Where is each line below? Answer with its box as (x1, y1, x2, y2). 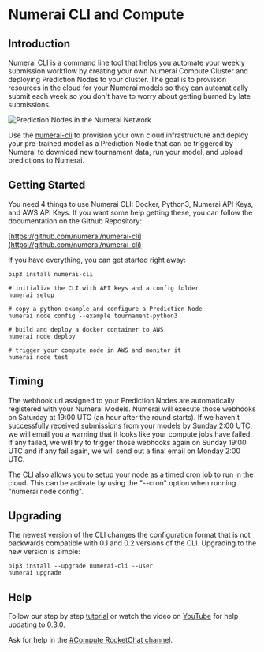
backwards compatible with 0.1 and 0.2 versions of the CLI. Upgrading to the (8, 538, 257, 548)
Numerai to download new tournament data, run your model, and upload (8, 148, 243, 156)
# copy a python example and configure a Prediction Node (8, 305, 203, 313)
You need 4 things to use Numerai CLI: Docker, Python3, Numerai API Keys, (8, 199, 254, 208)
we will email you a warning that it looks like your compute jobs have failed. (8, 429, 252, 439)
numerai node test (8, 353, 69, 361)
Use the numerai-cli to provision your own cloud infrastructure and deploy (8, 130, 249, 140)
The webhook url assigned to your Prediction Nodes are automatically (8, 395, 235, 405)
